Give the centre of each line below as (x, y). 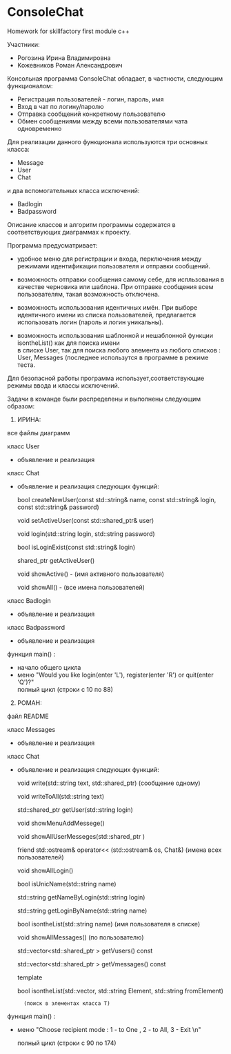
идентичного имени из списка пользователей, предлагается (107, 315)
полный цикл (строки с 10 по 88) (65, 689)
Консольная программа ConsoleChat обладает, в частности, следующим (115, 78)
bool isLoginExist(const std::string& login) (76, 547)
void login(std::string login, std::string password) (86, 534)
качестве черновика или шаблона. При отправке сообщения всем (115, 286)
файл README (28, 716)
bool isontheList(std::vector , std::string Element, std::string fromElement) (120, 991)
